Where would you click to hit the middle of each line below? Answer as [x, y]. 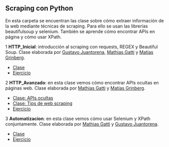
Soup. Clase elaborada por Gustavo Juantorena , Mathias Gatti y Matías [79, 52]
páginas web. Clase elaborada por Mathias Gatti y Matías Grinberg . [75, 88]
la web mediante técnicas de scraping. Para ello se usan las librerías [77, 26]
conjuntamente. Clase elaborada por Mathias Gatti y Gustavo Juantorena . [82, 124]
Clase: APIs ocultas [33, 98]
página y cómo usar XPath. [33, 37]
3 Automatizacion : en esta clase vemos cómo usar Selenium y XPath [78, 119]
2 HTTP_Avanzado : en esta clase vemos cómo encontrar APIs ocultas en [82, 82]
